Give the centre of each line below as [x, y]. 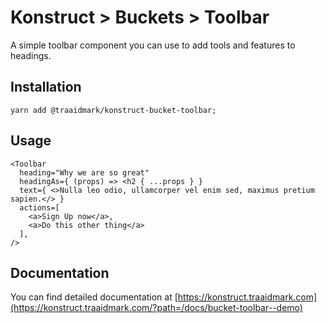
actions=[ [39, 207]
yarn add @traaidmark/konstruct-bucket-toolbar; [113, 110]
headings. [31, 55]
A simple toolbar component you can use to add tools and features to [153, 45]
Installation [46, 87]
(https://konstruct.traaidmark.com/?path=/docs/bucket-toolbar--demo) [156, 308]
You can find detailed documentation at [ [94, 297]
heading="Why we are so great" [84, 172]
